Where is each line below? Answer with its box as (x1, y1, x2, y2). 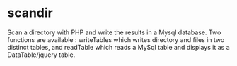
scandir (7, 5, 53, 21)
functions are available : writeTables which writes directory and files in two (7, 35, 225, 44)
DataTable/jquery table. (7, 51, 76, 59)
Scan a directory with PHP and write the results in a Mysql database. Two (7, 28, 221, 37)
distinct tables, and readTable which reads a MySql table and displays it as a (7, 43, 230, 51)
